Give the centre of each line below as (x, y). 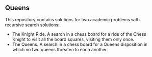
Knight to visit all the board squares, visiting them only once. (73, 39)
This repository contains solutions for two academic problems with (72, 19)
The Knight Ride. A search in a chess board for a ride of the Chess (79, 34)
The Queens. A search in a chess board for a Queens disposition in (80, 44)
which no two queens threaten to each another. (60, 49)
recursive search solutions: (32, 25)
